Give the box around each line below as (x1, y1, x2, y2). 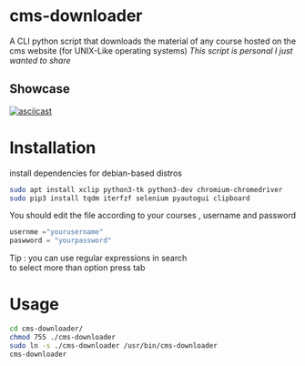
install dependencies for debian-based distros (9, 168, 182, 178)
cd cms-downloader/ (9, 324, 84, 333)
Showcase (9, 81, 71, 97)
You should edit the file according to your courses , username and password (9, 210, 297, 221)
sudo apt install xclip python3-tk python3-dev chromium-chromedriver (9, 185, 283, 194)
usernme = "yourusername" (9, 228, 104, 237)
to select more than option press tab (9, 262, 146, 273)
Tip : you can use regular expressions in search (9, 252, 188, 264)
